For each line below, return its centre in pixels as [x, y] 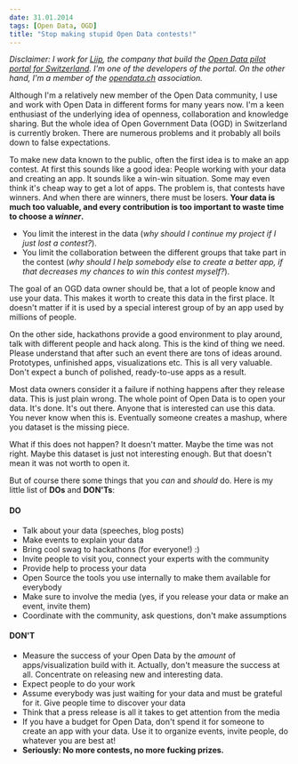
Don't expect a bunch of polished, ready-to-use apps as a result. [128, 372]
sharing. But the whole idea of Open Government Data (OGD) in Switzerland [148, 124]
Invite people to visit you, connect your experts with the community [145, 559]
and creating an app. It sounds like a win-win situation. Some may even [140, 179]
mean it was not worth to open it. [70, 463]
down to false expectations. [60, 142]
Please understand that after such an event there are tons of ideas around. [146, 353]
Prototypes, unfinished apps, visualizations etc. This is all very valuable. [141, 363]
